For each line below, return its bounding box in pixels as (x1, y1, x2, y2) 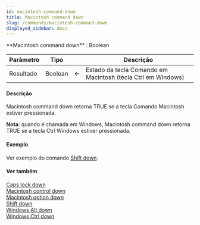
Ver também (6, 168, 37, 175)
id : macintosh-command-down (6, 8, 76, 15)
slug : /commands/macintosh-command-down (6, 20, 108, 26)
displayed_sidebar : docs (6, 25, 68, 32)
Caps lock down (6, 181, 46, 188)
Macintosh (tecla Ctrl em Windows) (85, 73, 185, 82)
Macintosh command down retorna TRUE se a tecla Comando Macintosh (6, 103, 185, 110)
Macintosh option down (6, 193, 64, 201)
